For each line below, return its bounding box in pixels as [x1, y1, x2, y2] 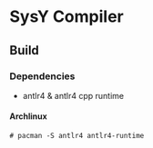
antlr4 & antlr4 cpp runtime [22, 90, 125, 101]
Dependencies [9, 70, 76, 83]
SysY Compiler [9, 6, 125, 27]
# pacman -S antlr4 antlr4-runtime [9, 132, 145, 141]
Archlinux [9, 111, 47, 122]
